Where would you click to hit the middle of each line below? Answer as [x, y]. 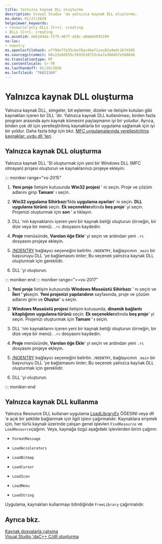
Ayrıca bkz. [22, 519]
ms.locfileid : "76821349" [31, 73]
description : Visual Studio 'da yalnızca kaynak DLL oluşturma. [71, 14]
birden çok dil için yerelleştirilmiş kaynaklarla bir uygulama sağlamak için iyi [80, 126]
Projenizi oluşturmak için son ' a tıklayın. [52, 212]
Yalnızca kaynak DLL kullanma [52, 402]
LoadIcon [21, 476]
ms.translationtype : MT [29, 59]
